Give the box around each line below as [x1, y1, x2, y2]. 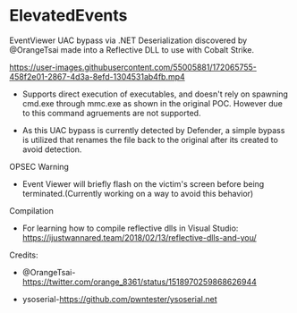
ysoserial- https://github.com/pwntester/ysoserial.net [21, 293, 217, 304]
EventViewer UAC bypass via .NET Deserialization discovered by [9, 35, 248, 46]
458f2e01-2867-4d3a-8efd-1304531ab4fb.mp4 [9, 71, 185, 81]
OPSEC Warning [9, 161, 70, 172]
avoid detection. [21, 144, 82, 155]
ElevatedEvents [9, 5, 128, 26]
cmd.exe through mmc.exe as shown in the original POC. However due [21, 97, 284, 108]
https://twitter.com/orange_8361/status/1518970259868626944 [21, 276, 257, 287]
